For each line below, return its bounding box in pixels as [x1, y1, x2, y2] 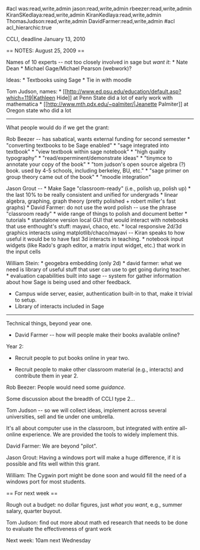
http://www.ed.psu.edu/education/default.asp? [66, 88, 182, 95]
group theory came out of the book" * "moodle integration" [6, 174, 151, 180]
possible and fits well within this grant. [6, 460, 100, 467]
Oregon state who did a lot [6, 107, 71, 114]
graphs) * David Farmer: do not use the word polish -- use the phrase [6, 204, 177, 210]
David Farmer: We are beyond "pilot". [6, 442, 98, 450]
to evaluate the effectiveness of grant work [6, 526, 112, 532]
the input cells [6, 248, 41, 255]
